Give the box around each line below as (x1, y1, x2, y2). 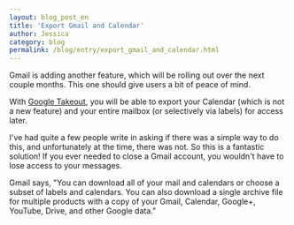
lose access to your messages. (9, 161, 122, 171)
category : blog (9, 37, 66, 47)
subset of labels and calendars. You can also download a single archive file (9, 187, 283, 198)
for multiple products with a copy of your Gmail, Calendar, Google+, (9, 196, 256, 207)
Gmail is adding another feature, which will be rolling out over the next (9, 70, 265, 80)
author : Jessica (9, 29, 69, 38)
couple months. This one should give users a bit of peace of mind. (9, 79, 251, 90)
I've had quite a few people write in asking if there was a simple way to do (9, 132, 279, 143)
